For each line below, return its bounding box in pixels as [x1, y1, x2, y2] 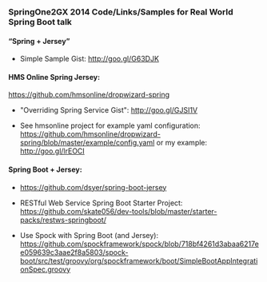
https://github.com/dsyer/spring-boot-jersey [19, 182, 167, 192]
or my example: [156, 138, 208, 148]
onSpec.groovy [19, 264, 71, 274]
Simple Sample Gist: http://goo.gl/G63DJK [19, 54, 160, 64]
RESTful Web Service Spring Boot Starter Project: [19, 198, 183, 208]
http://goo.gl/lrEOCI [19, 146, 86, 156]
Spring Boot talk [8, 16, 72, 27]
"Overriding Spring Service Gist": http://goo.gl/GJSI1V [19, 105, 198, 115]
